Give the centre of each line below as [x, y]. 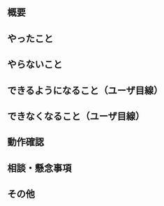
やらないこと [35, 65]
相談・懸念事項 [39, 168]
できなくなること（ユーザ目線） [76, 116]
